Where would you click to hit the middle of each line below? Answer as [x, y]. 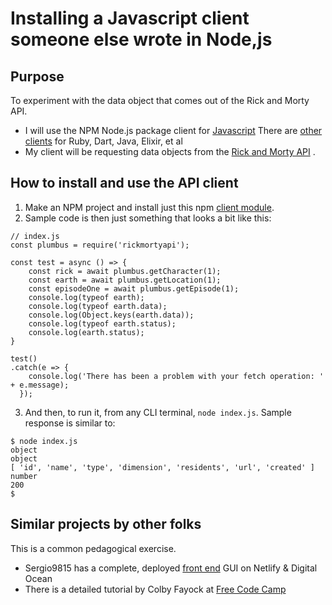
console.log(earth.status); [86, 332]
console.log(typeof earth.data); [98, 306]
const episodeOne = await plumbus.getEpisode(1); [134, 288]
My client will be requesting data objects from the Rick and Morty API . [170, 151]
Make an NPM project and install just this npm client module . [149, 207]
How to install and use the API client [124, 183]
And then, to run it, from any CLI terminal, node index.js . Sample [158, 412]
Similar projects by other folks [106, 524]
